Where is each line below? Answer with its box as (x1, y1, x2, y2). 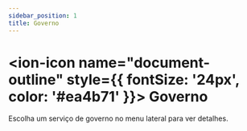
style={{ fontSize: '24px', (66, 70, 240, 89)
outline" (8, 70, 64, 89)
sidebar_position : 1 (8, 11, 78, 20)
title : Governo (8, 19, 60, 27)
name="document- (78, 54, 211, 72)
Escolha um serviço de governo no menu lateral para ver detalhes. (8, 113, 228, 124)
